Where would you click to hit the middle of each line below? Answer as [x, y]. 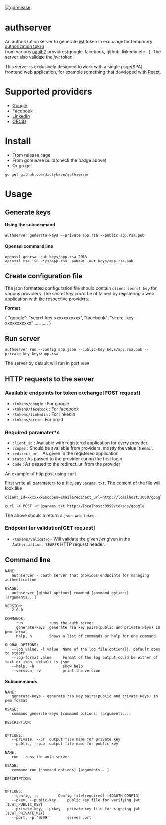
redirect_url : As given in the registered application [65, 454]
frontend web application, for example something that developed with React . [83, 72]
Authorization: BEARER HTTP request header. [59, 544]
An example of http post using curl [41, 474]
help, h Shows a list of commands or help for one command [86, 636]
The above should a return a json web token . [51, 515]
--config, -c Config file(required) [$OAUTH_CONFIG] [76, 796]
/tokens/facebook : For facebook [45, 409]
